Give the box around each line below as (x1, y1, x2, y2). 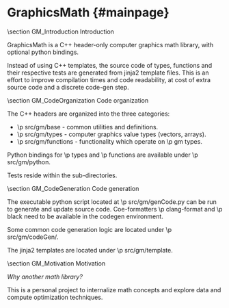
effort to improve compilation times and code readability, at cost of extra (7, 75, 211, 84)
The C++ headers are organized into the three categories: (7, 110, 170, 118)
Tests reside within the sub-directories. (7, 171, 118, 179)
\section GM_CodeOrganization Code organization (7, 96, 149, 104)
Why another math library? (7, 272, 83, 281)
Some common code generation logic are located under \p (7, 225, 172, 233)
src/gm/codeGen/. (7, 233, 59, 241)
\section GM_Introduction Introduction (7, 27, 115, 36)
